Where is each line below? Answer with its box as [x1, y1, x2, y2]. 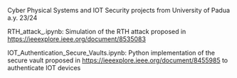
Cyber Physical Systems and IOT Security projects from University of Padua [7, 6, 230, 14]
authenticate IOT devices [7, 64, 81, 72]
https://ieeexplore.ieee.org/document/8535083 [7, 35, 146, 43]
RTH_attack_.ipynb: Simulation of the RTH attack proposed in [7, 28, 186, 35]
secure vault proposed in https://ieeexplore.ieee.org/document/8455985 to [7, 56, 228, 65]
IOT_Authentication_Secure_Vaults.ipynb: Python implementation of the [7, 49, 216, 57]
